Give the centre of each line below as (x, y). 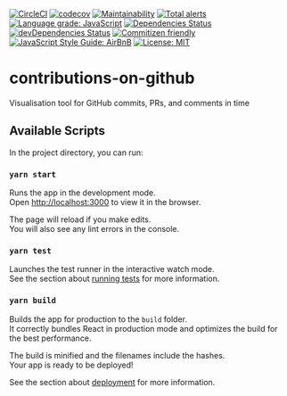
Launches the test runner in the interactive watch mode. (112, 269)
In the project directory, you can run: (76, 153)
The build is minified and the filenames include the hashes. (117, 355)
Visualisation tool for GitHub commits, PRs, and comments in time (129, 103)
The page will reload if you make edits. (80, 219)
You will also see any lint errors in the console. (94, 229)
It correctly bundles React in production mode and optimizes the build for (143, 328)
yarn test (30, 251)
